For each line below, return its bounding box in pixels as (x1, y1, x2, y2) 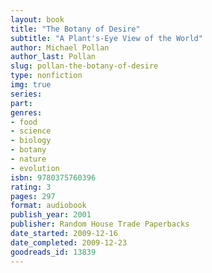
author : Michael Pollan (10, 42, 110, 53)
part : (10, 98, 33, 108)
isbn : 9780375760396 (10, 172, 97, 183)
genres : (10, 107, 43, 118)
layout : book (10, 14, 65, 25)
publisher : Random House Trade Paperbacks (10, 219, 190, 230)
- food (10, 117, 38, 127)
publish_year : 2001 (10, 210, 92, 220)
